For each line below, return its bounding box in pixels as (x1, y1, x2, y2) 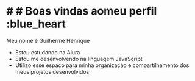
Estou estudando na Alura (15, 48, 80, 56)
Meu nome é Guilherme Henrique (6, 37, 90, 44)
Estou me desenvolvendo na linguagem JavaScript (15, 55, 143, 62)
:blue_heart (6, 17, 66, 31)
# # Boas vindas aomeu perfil (6, 4, 157, 18)
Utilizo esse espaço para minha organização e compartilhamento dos (15, 62, 190, 69)
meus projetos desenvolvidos (15, 68, 90, 75)
